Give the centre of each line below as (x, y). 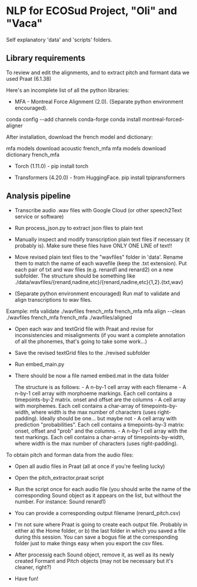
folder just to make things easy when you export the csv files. (89, 543)
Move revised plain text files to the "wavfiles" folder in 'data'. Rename (99, 257)
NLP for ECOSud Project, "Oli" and (92, 11)
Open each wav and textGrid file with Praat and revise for (84, 329)
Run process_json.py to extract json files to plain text (79, 227)
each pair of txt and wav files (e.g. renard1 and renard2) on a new (94, 269)
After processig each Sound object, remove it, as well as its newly (94, 555)
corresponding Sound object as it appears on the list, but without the (98, 495)
